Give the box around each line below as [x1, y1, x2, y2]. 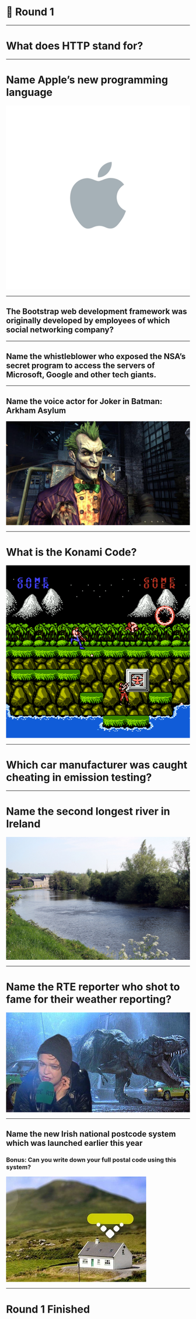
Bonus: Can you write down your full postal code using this [6, 1155, 177, 1163]
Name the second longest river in [6, 805, 170, 818]
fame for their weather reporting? [6, 993, 172, 1005]
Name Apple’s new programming [6, 73, 168, 87]
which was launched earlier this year [6, 1138, 143, 1148]
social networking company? [6, 325, 114, 335]
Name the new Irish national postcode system [6, 1129, 176, 1139]
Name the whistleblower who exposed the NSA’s [6, 352, 186, 361]
